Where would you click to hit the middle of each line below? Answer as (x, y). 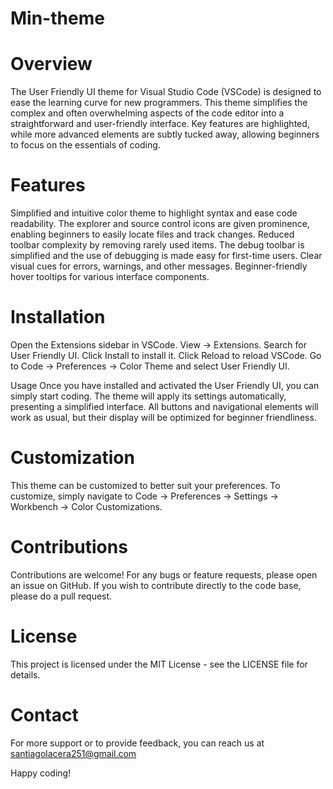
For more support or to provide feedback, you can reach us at (137, 743)
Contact (44, 715)
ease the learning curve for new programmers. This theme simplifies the (159, 103)
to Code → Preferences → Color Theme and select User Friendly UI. (150, 366)
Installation (58, 317)
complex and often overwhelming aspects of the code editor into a (147, 113)
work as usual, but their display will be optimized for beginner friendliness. (163, 417)
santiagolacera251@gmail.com (73, 753)
